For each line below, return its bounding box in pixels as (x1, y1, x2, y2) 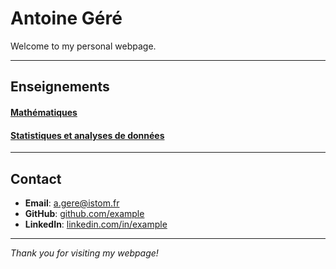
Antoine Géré (10, 7, 123, 30)
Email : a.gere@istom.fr (24, 197, 120, 209)
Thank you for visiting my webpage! (10, 247, 159, 259)
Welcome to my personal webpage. (10, 40, 157, 52)
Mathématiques (10, 106, 78, 118)
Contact (10, 170, 62, 187)
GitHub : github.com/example (24, 207, 145, 219)
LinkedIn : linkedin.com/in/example (24, 218, 168, 230)
